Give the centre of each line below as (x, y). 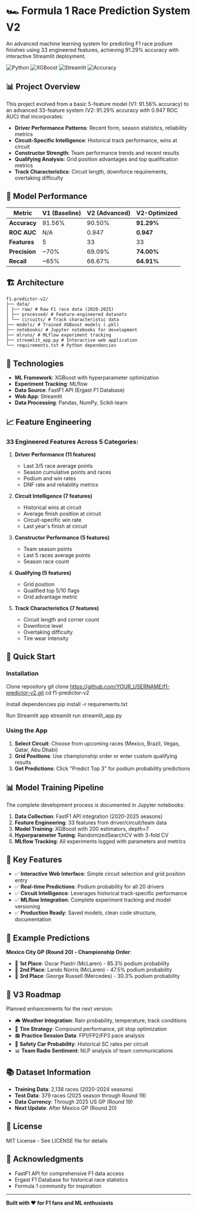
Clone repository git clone (38, 686)
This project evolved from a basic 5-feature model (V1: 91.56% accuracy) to (98, 104)
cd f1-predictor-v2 (67, 693)
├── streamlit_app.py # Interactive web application (72, 340)
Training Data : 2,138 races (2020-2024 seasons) (74, 1089)
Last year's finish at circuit (55, 526)
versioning (27, 907)
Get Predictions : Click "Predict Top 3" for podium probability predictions (102, 768)
